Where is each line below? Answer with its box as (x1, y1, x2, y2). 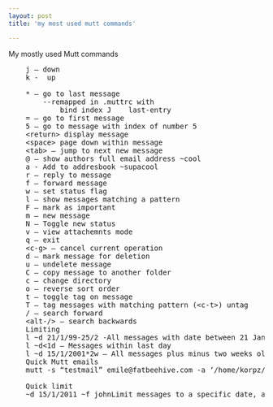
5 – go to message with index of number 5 (25, 121, 197, 131)
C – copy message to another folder (25, 267, 172, 277)
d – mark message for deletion (25, 251, 150, 261)
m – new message (25, 210, 91, 220)
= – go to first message (25, 113, 124, 123)
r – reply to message (25, 170, 112, 180)
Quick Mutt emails (25, 357, 99, 366)
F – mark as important (25, 202, 116, 212)
